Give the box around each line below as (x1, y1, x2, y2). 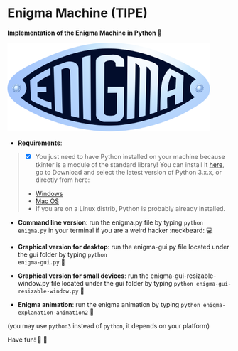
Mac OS (35, 197, 59, 205)
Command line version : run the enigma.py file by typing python (17, 218, 204, 227)
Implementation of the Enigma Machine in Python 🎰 (7, 28, 162, 37)
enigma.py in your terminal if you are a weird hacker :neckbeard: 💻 (17, 226, 213, 234)
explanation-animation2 (17, 309, 89, 316)
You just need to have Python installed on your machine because (35, 152, 225, 161)
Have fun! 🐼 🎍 (7, 335, 48, 344)
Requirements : (17, 139, 63, 147)
